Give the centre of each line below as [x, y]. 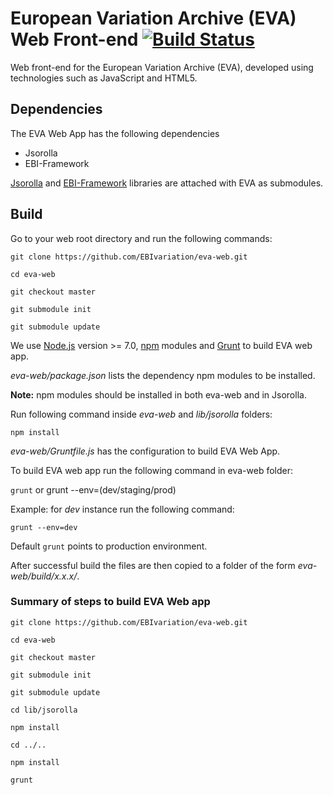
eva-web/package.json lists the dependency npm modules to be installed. [163, 375]
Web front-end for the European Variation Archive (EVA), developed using [162, 67]
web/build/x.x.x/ [44, 576]
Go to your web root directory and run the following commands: [141, 238]
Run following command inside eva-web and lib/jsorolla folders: [141, 414]
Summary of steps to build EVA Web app [110, 602]
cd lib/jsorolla [44, 710]
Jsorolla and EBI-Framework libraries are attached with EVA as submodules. [167, 183]
